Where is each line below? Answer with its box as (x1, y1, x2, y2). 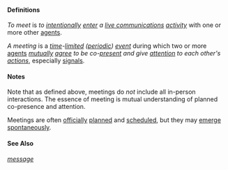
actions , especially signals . (7, 56, 85, 65)
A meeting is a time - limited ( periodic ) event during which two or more (7, 42, 207, 50)
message (7, 155, 34, 163)
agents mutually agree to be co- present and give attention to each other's (7, 49, 221, 58)
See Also (7, 139, 33, 147)
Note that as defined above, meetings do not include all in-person (7, 87, 197, 96)
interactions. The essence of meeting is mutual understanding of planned (7, 95, 218, 103)
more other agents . (7, 28, 63, 37)
